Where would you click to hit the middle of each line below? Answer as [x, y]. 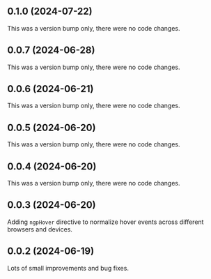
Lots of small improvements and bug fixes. [68, 268]
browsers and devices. [40, 229]
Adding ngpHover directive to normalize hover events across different [105, 222]
